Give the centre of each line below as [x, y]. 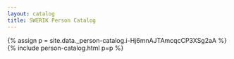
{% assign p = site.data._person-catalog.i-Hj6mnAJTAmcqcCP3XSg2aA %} [117, 40]
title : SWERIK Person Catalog [52, 20]
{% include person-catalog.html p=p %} [66, 48]
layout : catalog [31, 14]
